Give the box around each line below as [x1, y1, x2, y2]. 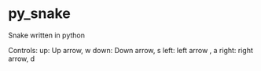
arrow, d [8, 54, 35, 63]
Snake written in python [8, 30, 85, 40]
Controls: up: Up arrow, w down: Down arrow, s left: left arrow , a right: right [8, 45, 254, 55]
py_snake [8, 5, 71, 23]
